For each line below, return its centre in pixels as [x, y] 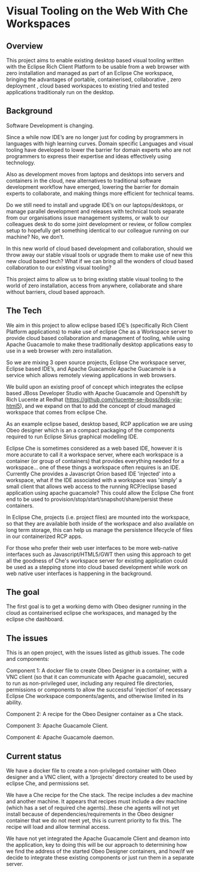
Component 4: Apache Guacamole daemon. [60, 737]
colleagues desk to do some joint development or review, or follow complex [99, 224]
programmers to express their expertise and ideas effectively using [89, 156]
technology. [21, 163]
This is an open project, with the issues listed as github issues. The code [96, 653]
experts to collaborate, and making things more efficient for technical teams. [100, 193]
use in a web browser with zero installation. [59, 351]
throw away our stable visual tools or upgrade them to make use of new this [99, 255]
